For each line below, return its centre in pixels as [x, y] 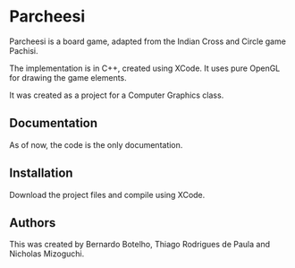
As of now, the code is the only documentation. [96, 144]
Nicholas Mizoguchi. [47, 254]
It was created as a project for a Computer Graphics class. [117, 95]
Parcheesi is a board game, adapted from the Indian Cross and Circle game [147, 41]
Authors [33, 223]
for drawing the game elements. [68, 77]
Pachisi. [24, 50]
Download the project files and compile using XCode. [107, 195]
